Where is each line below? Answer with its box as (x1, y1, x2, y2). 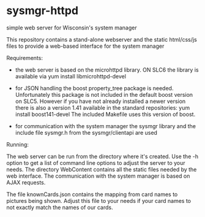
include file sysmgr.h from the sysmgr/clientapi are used (15, 129, 158, 136)
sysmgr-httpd (6, 4, 78, 18)
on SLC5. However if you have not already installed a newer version (15, 97, 186, 105)
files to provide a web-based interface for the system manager (6, 42, 165, 50)
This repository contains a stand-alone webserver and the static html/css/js (6, 36, 197, 43)
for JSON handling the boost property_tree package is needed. (15, 84, 174, 92)
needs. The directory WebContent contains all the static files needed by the (6, 166, 197, 173)
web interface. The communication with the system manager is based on (6, 172, 190, 180)
